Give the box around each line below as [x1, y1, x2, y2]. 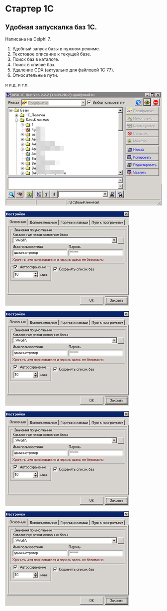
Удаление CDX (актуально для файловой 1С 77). [12, 67, 114, 73]
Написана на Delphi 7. [5, 36, 51, 42]
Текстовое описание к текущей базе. [12, 51, 91, 57]
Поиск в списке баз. [12, 62, 56, 67]
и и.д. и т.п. [5, 82, 29, 88]
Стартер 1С [5, 3, 54, 14]
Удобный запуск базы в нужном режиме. [12, 46, 100, 51]
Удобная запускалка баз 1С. [5, 23, 97, 31]
